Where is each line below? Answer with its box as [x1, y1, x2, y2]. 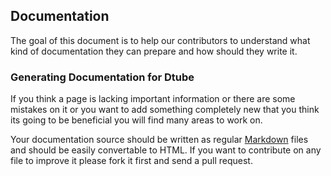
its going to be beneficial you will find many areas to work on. [10, 114, 263, 126]
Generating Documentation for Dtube [10, 70, 195, 84]
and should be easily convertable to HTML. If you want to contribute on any [10, 144, 322, 156]
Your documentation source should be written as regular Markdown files [10, 134, 309, 146]
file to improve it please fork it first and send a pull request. [10, 155, 253, 167]
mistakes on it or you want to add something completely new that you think [10, 104, 320, 116]
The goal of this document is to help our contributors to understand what [10, 34, 311, 46]
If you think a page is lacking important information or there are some [10, 93, 296, 105]
